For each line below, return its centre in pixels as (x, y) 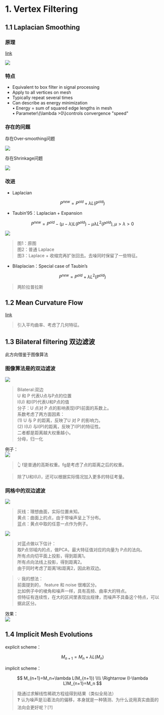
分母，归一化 (30, 439)
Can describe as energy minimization (50, 103)
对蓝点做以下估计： (37, 544)
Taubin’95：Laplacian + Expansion (47, 213)
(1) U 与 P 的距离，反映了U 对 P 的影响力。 (60, 420)
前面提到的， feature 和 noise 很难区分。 (58, 584)
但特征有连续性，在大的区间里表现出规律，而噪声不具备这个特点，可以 (88, 597)
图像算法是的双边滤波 (30, 369)
